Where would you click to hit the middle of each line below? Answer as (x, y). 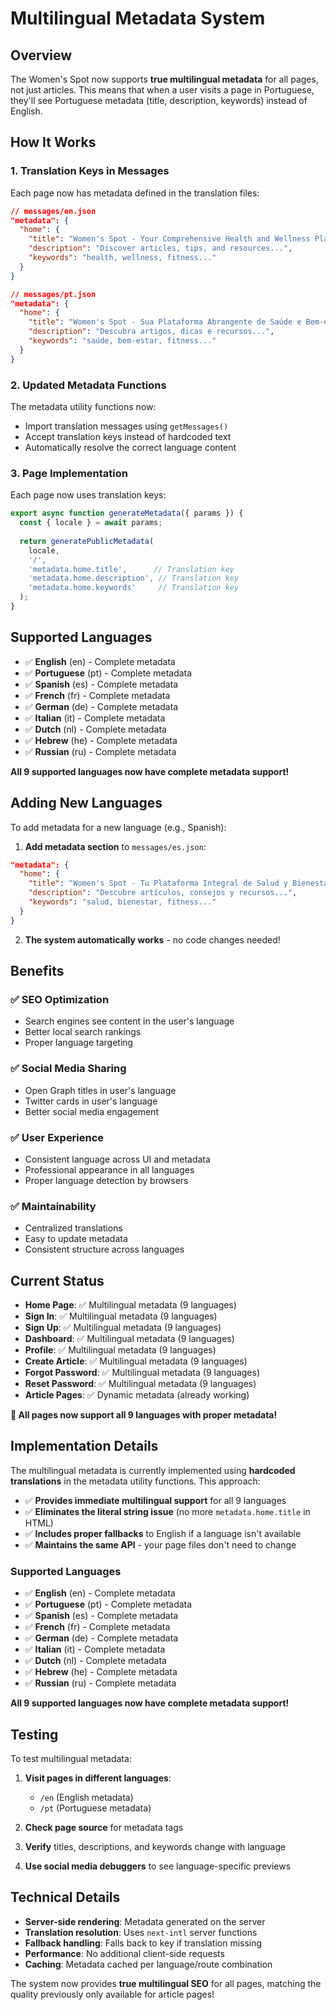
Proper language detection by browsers (106, 1180)
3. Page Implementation (69, 473)
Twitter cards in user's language (91, 1101)
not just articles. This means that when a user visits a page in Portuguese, (162, 90)
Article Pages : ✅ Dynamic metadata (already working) (137, 1395)
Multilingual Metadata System (138, 18)
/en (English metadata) (86, 1797)
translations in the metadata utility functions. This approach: (135, 1481)
